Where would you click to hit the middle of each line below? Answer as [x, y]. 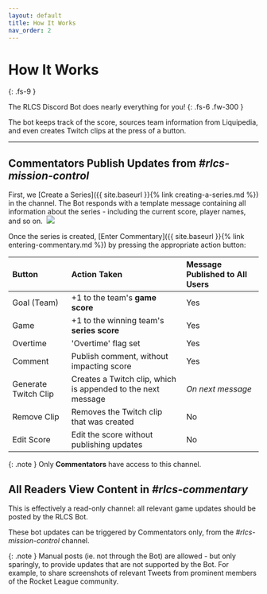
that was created [103, 422]
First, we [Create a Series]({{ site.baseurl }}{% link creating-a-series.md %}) [133, 195]
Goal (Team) [35, 303]
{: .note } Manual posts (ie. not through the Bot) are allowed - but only [122, 556]
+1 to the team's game [114, 298]
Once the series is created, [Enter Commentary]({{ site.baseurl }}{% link [126, 237]
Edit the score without [112, 435]
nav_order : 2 [30, 30]
